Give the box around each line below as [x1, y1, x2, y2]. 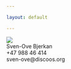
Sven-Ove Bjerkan [6, 42, 53, 49]
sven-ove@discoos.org [6, 56, 65, 63]
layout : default [6, 14, 48, 20]
